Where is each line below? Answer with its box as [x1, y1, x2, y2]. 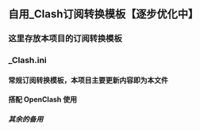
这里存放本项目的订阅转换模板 [8, 33, 123, 44]
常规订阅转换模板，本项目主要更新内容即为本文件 [8, 75, 168, 84]
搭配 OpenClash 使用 [8, 95, 78, 104]
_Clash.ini [8, 54, 48, 65]
